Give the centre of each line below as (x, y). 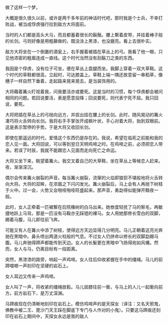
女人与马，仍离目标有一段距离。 (47, 249)
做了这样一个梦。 (23, 7)
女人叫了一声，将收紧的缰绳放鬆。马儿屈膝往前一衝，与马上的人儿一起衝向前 (84, 287)
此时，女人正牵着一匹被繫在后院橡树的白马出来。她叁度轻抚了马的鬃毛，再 (82, 207)
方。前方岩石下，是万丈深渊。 (36, 293)
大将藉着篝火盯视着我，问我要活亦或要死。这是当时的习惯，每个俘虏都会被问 (84, 92)
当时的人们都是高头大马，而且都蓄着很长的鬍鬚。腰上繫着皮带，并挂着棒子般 (84, 35)
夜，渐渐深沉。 (20, 167)
